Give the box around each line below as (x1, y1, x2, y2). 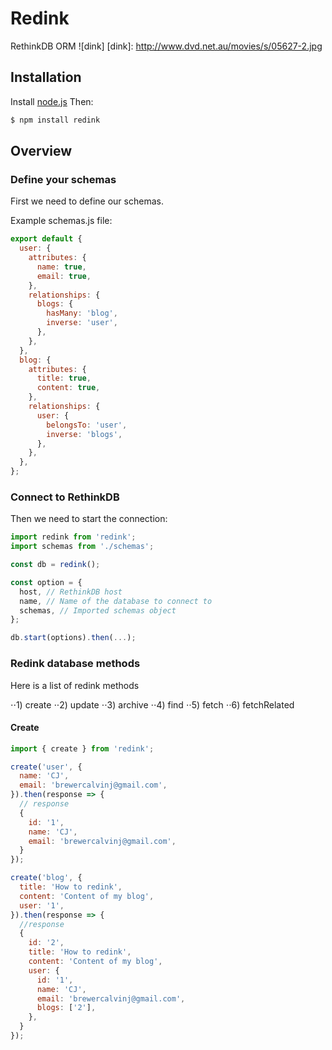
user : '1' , (19, 900, 65, 911)
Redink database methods (10, 657, 141, 671)
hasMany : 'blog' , (46, 308, 118, 319)
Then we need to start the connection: (10, 513, 168, 525)
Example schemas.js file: (10, 215, 113, 227)
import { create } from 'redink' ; (10, 743, 155, 754)
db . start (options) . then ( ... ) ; (10, 633, 137, 643)
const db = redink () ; (10, 560, 101, 570)
